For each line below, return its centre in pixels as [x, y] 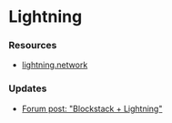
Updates [28, 88]
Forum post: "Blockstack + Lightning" [92, 108]
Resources [33, 46]
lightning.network [55, 65]
